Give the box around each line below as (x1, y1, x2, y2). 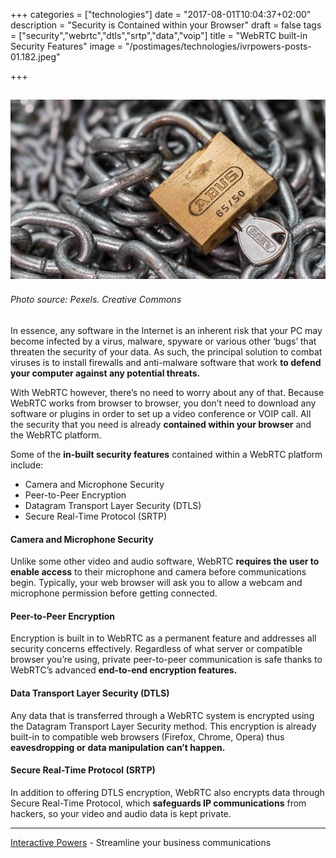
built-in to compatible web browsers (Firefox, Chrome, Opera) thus (10, 730, 285, 743)
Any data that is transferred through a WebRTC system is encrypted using (10, 709, 315, 721)
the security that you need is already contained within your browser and (10, 419, 312, 431)
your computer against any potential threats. (10, 367, 201, 379)
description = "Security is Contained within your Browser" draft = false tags (10, 19, 322, 31)
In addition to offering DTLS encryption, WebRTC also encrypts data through (10, 786, 325, 798)
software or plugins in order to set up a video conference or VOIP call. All (10, 408, 312, 420)
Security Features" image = (10, 40, 124, 52)
